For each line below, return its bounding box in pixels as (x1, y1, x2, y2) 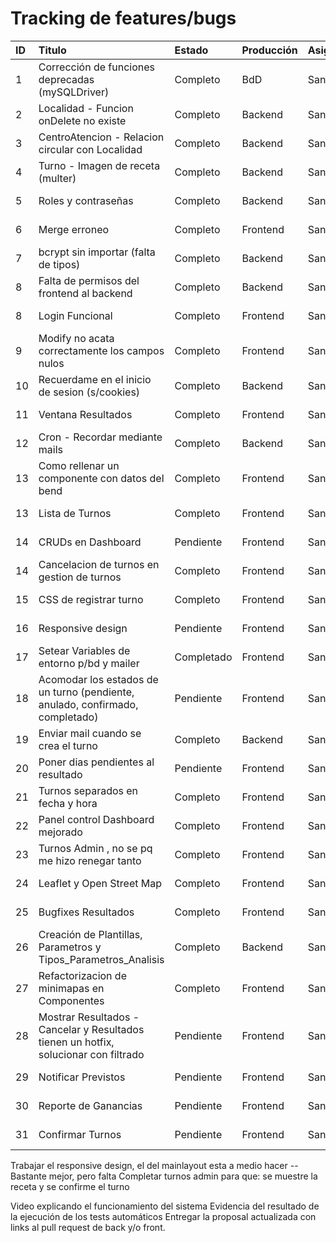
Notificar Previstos (38, 1070, 126, 1084)
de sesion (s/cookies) (38, 385, 141, 399)
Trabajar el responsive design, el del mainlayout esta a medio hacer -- (10, 1159, 299, 1171)
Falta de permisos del (38, 273, 140, 287)
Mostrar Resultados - (38, 1010, 140, 1024)
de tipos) (38, 257, 81, 271)
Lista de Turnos (38, 506, 112, 520)
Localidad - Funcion (38, 101, 134, 115)
